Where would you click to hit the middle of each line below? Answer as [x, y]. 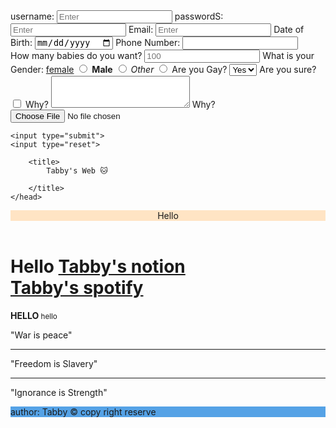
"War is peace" [41, 335]
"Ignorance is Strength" [59, 393]
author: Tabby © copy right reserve [83, 412]
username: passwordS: [117, 16]
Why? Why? [120, 105]
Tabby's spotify [77, 288]
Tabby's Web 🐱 [77, 171]
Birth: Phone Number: [95, 43]
